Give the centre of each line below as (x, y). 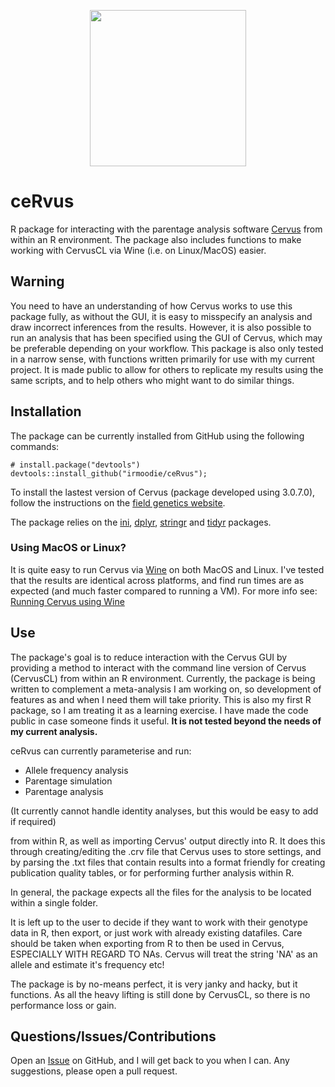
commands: (35, 446)
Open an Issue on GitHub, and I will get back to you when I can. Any (150, 1061)
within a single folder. (54, 902)
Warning (37, 281)
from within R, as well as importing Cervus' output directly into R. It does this (168, 841)
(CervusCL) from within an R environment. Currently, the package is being (163, 678)
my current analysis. (54, 731)
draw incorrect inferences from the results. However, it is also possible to (161, 327)
